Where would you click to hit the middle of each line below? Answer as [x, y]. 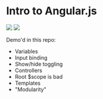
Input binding [31, 57]
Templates [27, 83]
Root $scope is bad [39, 76]
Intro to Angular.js [51, 11]
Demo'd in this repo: [31, 39]
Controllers [29, 70]
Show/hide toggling [39, 64]
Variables [26, 51]
